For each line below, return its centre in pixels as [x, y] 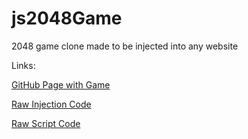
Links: [23, 65]
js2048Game [67, 18]
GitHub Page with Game [61, 84]
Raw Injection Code [51, 104]
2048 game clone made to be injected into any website [125, 46]
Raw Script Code [46, 123]
